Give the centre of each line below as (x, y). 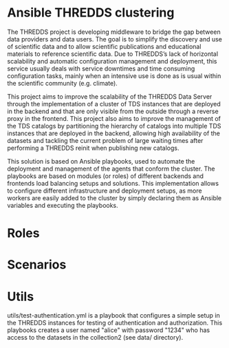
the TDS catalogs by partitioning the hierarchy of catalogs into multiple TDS (114, 126)
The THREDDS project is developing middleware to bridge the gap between (114, 32)
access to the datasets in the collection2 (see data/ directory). (95, 338)
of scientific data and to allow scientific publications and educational (104, 46)
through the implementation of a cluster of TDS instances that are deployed (114, 104)
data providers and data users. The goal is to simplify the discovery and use (115, 39)
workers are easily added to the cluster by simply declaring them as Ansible (115, 197)
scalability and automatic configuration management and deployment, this (112, 61)
